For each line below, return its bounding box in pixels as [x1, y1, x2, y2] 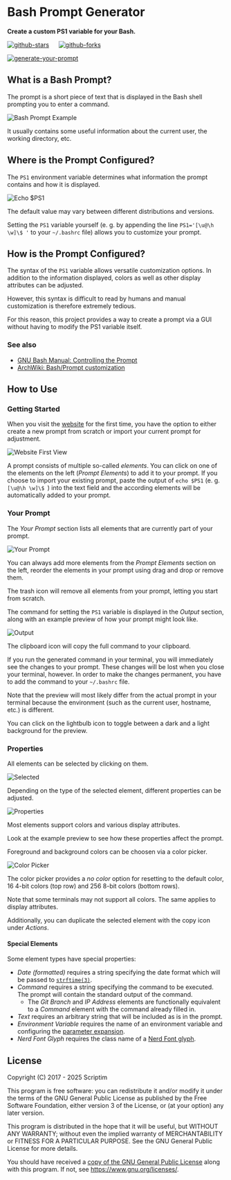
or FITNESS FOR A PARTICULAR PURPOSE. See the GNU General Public [7, 1136, 213, 1145]
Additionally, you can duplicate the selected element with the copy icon [7, 916, 211, 924]
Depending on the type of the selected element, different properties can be [7, 786, 221, 795]
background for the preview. [7, 726, 88, 734]
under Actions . [7, 923, 50, 932]
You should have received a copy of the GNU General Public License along [7, 1157, 220, 1166]
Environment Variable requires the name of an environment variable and [17, 1020, 223, 1028]
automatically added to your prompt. [7, 491, 111, 500]
